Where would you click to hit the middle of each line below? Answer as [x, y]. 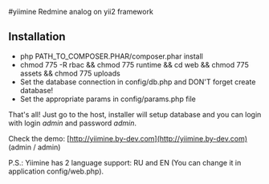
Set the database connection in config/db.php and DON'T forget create [138, 82]
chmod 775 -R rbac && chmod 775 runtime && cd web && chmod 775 [134, 64]
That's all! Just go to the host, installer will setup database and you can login [135, 114]
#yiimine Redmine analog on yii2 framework [81, 12]
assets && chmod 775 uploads [70, 73]
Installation [37, 37]
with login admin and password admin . [72, 123]
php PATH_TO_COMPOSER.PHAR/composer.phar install [111, 56]
